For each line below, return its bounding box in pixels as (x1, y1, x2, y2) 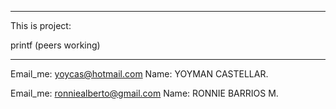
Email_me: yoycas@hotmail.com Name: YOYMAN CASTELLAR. (10, 68, 269, 80)
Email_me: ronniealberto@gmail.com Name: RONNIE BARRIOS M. (10, 87, 279, 99)
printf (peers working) (10, 39, 101, 51)
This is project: (10, 20, 72, 31)
